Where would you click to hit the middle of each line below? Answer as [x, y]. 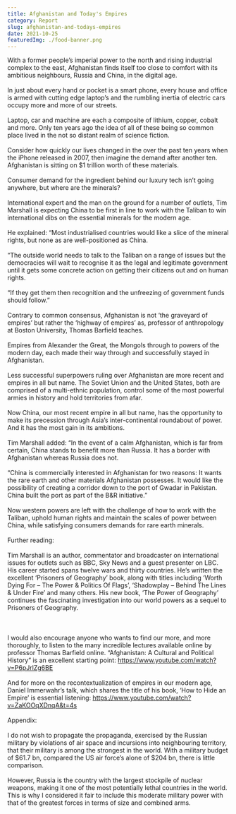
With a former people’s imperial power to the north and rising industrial [110, 60]
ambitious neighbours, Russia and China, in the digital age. [92, 76]
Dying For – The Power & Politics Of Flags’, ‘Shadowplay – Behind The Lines [117, 585]
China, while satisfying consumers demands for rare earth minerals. [106, 525]
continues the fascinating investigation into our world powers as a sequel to [117, 600]
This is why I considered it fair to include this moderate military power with [115, 796]
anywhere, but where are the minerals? [64, 188]
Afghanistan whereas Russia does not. [63, 458]
